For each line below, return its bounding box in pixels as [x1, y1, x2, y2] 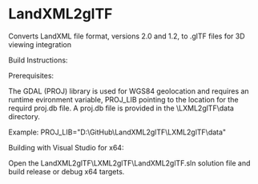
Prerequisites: [8, 70, 54, 80]
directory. [8, 111, 40, 121]
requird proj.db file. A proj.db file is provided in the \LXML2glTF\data [8, 103, 235, 113]
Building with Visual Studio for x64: [8, 142, 124, 152]
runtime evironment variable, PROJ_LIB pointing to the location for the [8, 94, 239, 104]
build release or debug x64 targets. [8, 166, 125, 176]
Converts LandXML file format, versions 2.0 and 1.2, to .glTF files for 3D [8, 31, 246, 41]
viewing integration [8, 39, 72, 49]
